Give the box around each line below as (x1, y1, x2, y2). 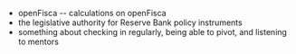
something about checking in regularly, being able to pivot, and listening (17, 27, 288, 37)
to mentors (17, 36, 59, 47)
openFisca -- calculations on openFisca (17, 8, 167, 18)
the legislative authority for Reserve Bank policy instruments (17, 17, 243, 28)
